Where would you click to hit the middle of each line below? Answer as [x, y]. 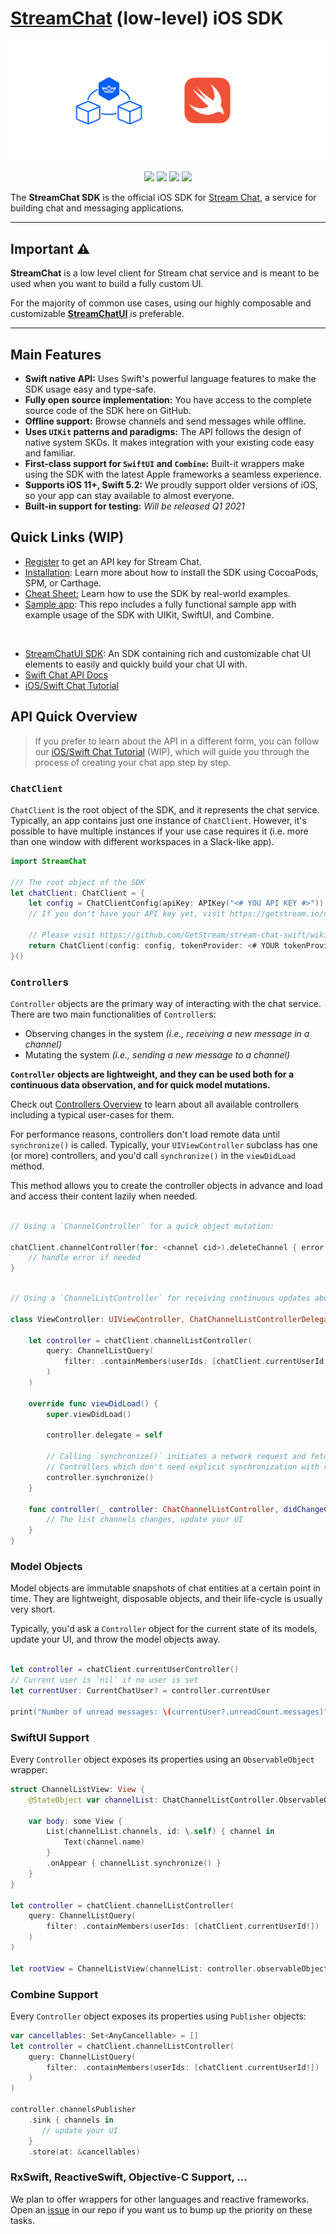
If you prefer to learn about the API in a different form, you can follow [177, 741]
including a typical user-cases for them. [92, 1114]
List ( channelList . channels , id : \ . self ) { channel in [160, 1832]
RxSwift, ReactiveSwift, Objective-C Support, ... [129, 2177]
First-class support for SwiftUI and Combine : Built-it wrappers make [164, 463]
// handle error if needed [84, 1258]
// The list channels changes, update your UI [145, 1520]
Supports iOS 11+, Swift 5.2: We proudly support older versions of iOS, [171, 485]
